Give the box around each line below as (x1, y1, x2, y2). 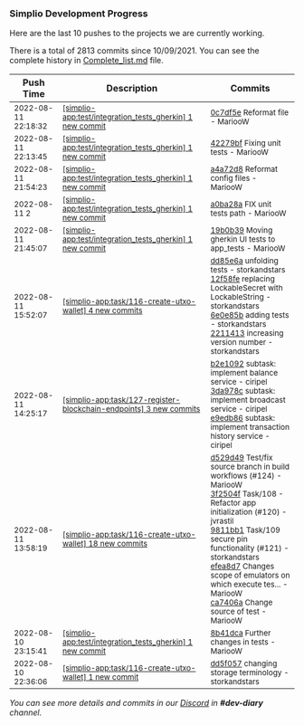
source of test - (210, 606, 267, 617)
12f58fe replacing (210, 274, 276, 284)
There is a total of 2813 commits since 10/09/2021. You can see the (9, 45, 260, 56)
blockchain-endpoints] (62, 404, 145, 415)
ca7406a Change (210, 597, 273, 608)
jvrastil (210, 516, 234, 527)
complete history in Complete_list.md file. (9, 55, 165, 66)
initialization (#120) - (210, 507, 288, 518)
